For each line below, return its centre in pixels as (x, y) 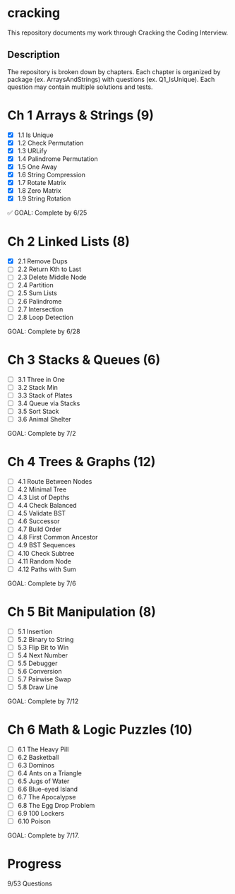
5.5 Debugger (37, 663)
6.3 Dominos (36, 765)
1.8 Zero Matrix (39, 191)
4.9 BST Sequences (46, 545)
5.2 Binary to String (46, 639)
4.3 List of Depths (43, 497)
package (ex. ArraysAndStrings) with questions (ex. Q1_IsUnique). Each (111, 79)
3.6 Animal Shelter (44, 419)
